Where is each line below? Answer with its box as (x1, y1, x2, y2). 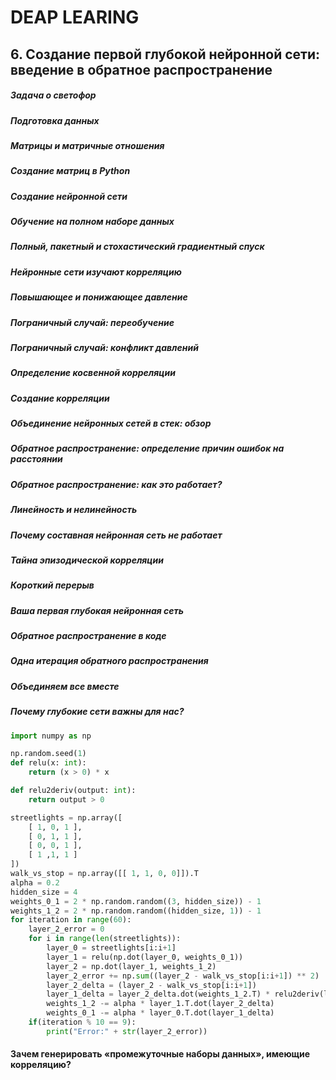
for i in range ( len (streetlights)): (28, 934, 182, 944)
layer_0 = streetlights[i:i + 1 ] (46, 943, 177, 953)
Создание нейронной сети (10, 190, 128, 202)
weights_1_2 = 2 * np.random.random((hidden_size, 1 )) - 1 (10, 906, 262, 916)
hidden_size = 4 (10, 887, 78, 897)
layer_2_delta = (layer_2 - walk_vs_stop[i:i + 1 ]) (46, 980, 257, 990)
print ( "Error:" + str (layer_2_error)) (46, 1026, 208, 1036)
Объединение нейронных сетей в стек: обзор (10, 417, 212, 430)
